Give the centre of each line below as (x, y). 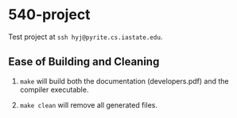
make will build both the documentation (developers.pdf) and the (124, 81)
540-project (49, 15)
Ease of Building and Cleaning (84, 62)
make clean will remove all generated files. (88, 104)
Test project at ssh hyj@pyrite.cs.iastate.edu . (85, 37)
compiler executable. (54, 89)
